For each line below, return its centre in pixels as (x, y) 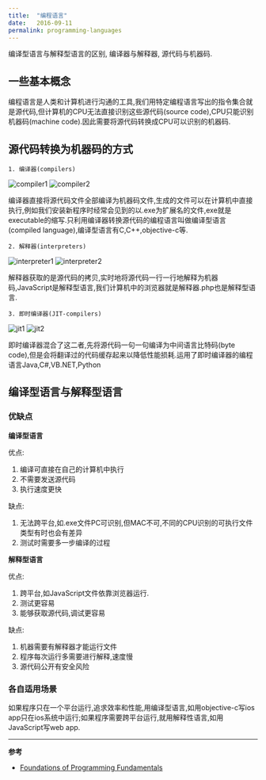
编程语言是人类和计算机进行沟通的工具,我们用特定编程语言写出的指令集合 (127, 102)
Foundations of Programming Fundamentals (91, 767)
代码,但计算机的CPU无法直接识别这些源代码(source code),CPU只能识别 (138, 112)
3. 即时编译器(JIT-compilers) (55, 314)
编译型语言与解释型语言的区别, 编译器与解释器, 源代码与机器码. (110, 54)
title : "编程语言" (38, 15)
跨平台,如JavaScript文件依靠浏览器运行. (84, 593)
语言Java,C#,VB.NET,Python (55, 365)
